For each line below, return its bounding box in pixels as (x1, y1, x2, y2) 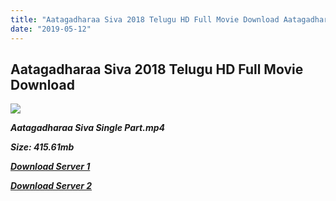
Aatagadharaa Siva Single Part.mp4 (10, 122, 165, 134)
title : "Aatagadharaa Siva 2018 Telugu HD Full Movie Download (10, 14, 280, 25)
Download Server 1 (10, 161, 91, 173)
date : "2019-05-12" (10, 24, 92, 34)
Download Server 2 (10, 180, 93, 192)
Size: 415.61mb (10, 141, 75, 153)
